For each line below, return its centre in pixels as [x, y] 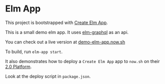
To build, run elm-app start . [34, 51]
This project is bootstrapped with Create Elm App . [57, 22]
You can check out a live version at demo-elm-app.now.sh [65, 42]
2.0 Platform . [18, 66]
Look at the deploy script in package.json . [48, 76]
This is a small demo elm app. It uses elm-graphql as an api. [67, 32]
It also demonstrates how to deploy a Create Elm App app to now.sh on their [82, 61]
